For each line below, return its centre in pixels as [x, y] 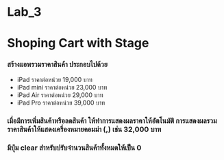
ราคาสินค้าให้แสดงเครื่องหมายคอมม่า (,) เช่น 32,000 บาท [84, 129]
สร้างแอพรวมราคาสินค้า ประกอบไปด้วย [58, 64]
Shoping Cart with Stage [78, 43]
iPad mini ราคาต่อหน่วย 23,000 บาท [62, 87]
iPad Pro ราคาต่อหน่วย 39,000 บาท [61, 103]
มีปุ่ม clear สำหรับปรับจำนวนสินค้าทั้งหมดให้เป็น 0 [74, 148]
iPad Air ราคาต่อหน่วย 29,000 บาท [60, 95]
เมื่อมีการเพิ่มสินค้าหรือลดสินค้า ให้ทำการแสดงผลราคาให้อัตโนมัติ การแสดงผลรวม [112, 120]
